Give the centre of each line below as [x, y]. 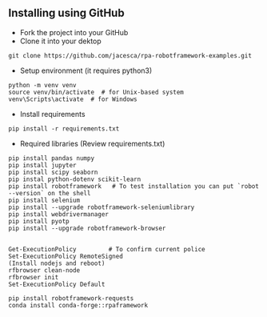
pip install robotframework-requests [71, 298]
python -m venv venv [43, 85]
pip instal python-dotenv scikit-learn [75, 179]
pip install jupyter [43, 165]
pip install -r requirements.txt [64, 128]
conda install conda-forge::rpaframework [78, 305]
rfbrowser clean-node [44, 270]
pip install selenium [44, 200]
